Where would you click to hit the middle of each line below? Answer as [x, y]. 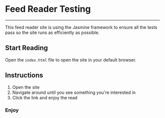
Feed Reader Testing [48, 9]
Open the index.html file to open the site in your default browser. [71, 59]
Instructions [24, 75]
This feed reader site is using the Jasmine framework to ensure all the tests [81, 27]
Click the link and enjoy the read [45, 97]
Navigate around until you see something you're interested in [74, 92]
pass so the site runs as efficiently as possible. [52, 32]
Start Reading [27, 48]
